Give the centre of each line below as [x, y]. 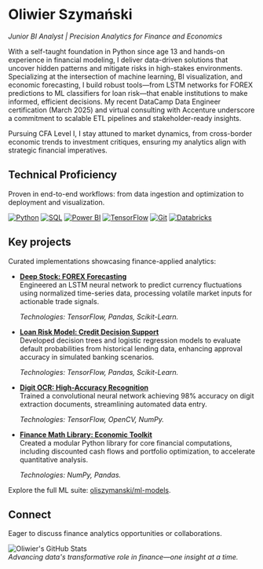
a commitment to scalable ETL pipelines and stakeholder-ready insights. [125, 118]
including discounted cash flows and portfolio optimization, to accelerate [137, 451]
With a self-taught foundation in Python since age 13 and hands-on [117, 51]
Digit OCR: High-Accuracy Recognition [84, 387]
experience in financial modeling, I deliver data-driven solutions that [118, 60]
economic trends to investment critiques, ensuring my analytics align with [127, 141]
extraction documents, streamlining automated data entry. [113, 404]
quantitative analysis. [54, 459]
